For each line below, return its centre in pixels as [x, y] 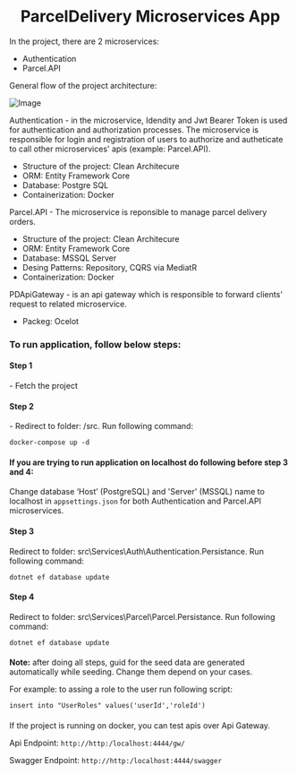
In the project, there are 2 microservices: [84, 41]
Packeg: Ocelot [50, 321]
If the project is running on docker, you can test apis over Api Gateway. [140, 726]
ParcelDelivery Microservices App [150, 17]
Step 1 [21, 365]
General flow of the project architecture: [83, 85]
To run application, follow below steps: [95, 344]
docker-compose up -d [50, 443]
